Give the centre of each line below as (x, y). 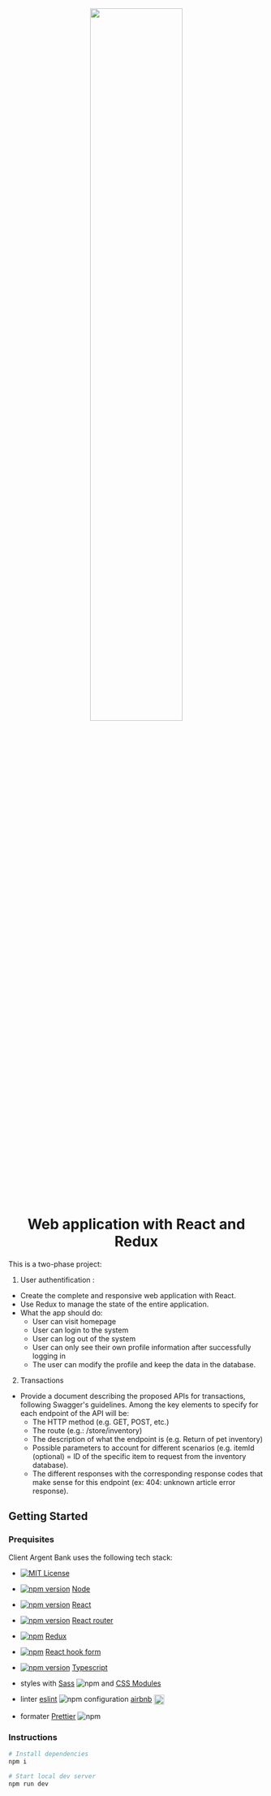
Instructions (33, 1737)
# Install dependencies (49, 1754)
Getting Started (48, 1516)
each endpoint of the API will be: (75, 1413)
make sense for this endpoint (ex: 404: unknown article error (134, 1482)
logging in (49, 1356)
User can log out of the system (84, 1338)
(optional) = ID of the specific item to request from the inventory (139, 1456)
